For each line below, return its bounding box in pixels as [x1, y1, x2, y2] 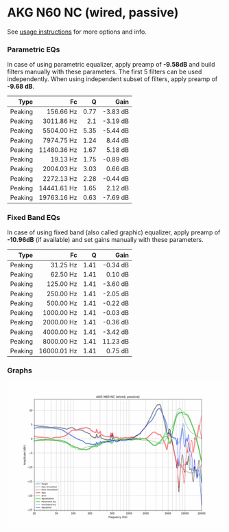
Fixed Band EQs [7, 212, 60, 222]
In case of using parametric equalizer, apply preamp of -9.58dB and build [7, 60, 215, 69]
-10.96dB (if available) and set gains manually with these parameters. [7, 236, 204, 244]
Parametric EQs [7, 45, 60, 54]
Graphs [7, 366, 32, 375]
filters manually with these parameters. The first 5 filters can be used [7, 67, 202, 76]
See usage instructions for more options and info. [7, 27, 147, 36]
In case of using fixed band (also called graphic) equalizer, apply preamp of [7, 228, 221, 236]
